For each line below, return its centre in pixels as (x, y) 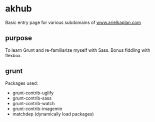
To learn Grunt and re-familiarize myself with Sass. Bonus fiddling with (78, 50)
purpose (19, 38)
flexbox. (13, 55)
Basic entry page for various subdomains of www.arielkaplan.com (73, 22)
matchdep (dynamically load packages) (53, 114)
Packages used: (22, 83)
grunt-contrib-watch (33, 103)
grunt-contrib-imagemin (37, 109)
